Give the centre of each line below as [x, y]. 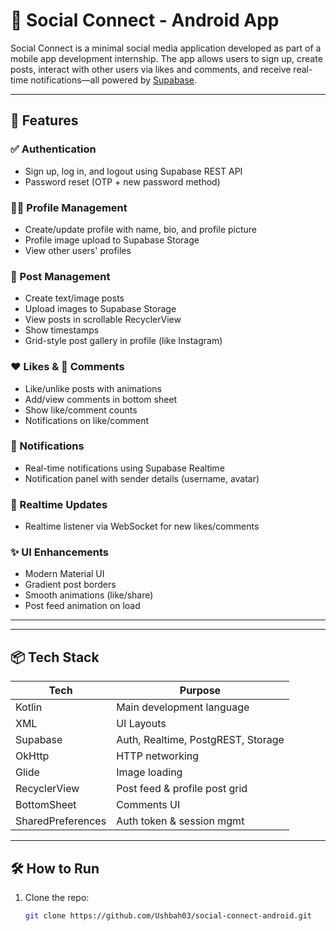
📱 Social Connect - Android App [145, 20]
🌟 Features [44, 120]
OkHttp [32, 756]
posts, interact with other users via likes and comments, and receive [151, 69]
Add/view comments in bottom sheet [101, 399]
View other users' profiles [78, 250]
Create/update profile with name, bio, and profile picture [140, 229]
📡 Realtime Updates [59, 504]
